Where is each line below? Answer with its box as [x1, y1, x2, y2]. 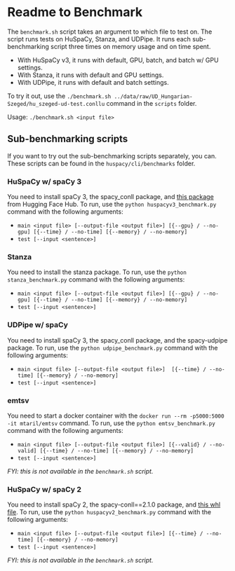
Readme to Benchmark [7, 4, 142, 20]
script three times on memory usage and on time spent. [50, 42, 211, 50]
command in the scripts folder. [106, 99, 197, 107]
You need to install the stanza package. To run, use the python [7, 268, 187, 277]
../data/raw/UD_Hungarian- [114, 92, 193, 100]
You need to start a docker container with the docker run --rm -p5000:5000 [7, 411, 224, 420]
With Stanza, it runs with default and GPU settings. [17, 71, 164, 79]
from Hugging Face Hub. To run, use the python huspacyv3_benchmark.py [7, 200, 217, 209]
